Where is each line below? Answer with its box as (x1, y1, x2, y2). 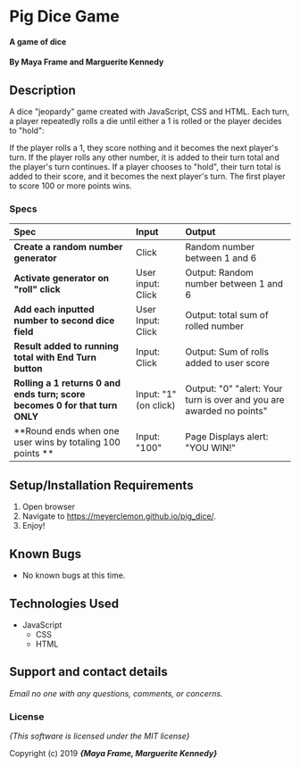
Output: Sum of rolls (185, 346, 270, 358)
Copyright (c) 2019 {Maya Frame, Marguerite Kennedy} (9, 748, 218, 759)
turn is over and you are (185, 394, 285, 406)
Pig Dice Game (9, 6, 121, 27)
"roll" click (13, 283, 61, 296)
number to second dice (13, 314, 115, 327)
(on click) (135, 399, 176, 412)
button (13, 363, 43, 375)
